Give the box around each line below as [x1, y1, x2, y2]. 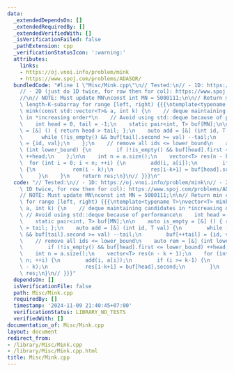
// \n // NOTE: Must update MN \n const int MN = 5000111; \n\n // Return [19, 95, 223, 102]
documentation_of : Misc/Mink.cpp [7, 322, 104, 329]
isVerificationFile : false [13, 283, 92, 290]
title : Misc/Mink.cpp [7, 354, 70, 362]
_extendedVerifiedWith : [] [13, 29, 92, 37]
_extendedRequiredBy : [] [13, 23, 86, 30]
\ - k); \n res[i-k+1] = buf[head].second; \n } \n [19, 263, 219, 270]
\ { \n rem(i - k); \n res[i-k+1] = [19, 165, 189, 173]
